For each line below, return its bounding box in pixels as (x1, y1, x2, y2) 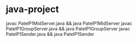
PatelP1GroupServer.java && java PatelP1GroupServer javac (6, 25, 130, 31)
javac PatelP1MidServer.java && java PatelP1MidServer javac (6, 20, 132, 26)
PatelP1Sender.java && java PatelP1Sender (6, 31, 95, 37)
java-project (6, 4, 59, 15)
